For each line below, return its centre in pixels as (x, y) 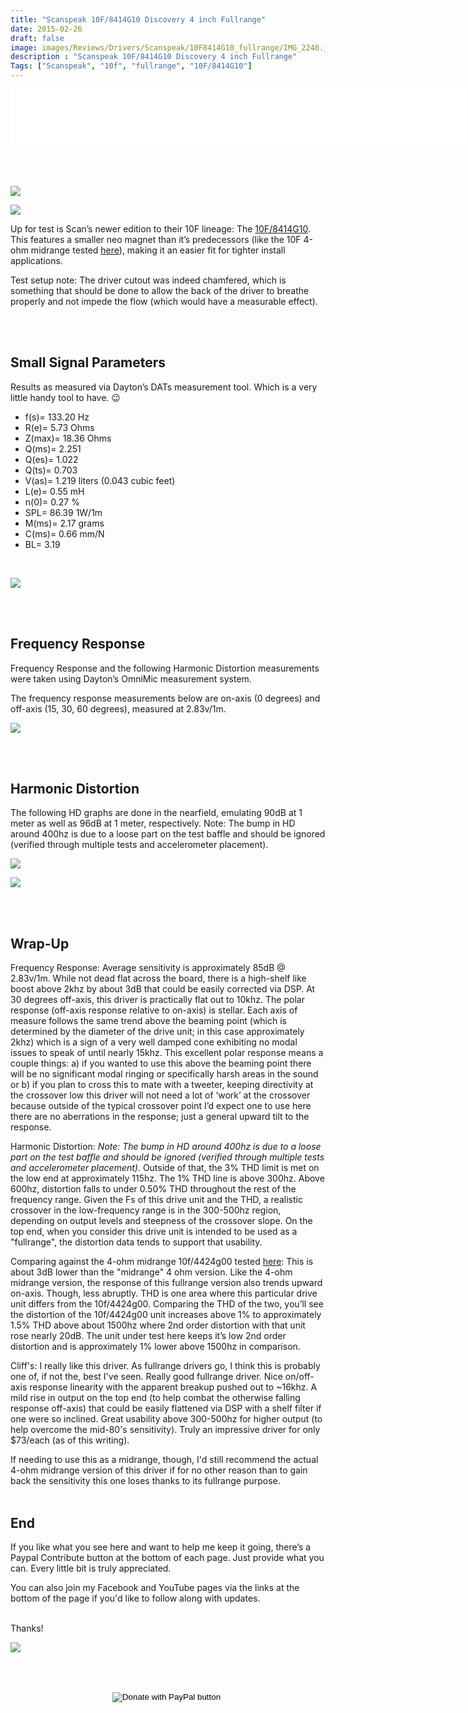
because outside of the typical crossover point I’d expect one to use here (161, 1106)
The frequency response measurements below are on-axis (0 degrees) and (165, 698)
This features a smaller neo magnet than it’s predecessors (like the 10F (156, 239)
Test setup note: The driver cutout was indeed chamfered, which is (148, 280)
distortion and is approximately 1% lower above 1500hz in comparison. (155, 1347)
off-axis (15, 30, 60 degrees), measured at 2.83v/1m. (118, 708)
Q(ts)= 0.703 (51, 470)
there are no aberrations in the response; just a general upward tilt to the (160, 1117)
